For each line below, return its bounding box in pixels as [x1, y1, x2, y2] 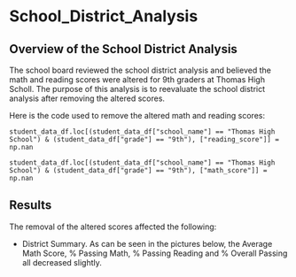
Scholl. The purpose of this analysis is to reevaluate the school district [9, 84, 266, 94]
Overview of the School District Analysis [9, 42, 238, 57]
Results [9, 197, 52, 213]
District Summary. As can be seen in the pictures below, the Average [21, 238, 273, 249]
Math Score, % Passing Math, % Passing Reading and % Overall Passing [21, 248, 288, 258]
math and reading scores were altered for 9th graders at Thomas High [9, 74, 266, 85]
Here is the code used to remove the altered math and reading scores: [9, 111, 266, 120]
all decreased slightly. [21, 257, 102, 267]
